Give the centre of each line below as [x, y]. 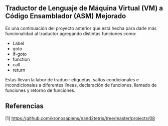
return [19, 70]
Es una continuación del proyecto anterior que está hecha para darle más [81, 28]
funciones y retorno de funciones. [40, 90]
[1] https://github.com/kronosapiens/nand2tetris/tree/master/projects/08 [80, 118]
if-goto [20, 54]
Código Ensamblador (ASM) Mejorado [66, 16]
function [21, 59]
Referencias [25, 106]
